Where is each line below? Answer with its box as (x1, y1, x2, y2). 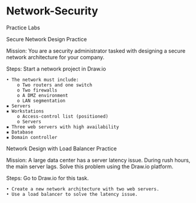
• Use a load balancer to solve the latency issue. (6, 191, 138, 197)
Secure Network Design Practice (6, 35, 87, 43)
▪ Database (6, 129, 34, 135)
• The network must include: (6, 77, 79, 83)
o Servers (17, 119, 42, 125)
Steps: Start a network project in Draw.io (6, 65, 106, 72)
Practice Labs (6, 24, 40, 31)
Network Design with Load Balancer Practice (6, 145, 117, 152)
